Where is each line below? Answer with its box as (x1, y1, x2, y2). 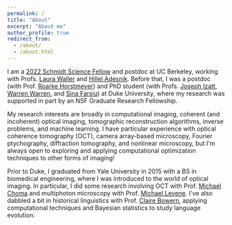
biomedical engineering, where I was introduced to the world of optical (7, 174, 209, 182)
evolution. (7, 211, 36, 219)
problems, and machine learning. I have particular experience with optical (7, 125, 216, 133)
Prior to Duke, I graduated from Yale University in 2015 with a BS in (7, 167, 197, 175)
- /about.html (13, 49, 54, 56)
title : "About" (7, 17, 51, 23)
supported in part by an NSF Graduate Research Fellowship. (7, 96, 178, 105)
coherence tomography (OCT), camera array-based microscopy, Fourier (7, 131, 213, 140)
